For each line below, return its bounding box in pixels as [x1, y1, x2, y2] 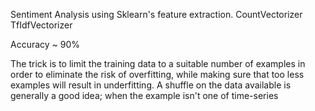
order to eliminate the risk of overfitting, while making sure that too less [10, 69, 305, 80]
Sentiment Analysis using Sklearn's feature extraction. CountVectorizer [10, 9, 303, 20]
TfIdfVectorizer [10, 19, 73, 31]
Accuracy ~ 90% [10, 39, 81, 50]
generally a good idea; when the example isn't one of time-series [10, 90, 279, 101]
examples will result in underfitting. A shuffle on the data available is [10, 79, 292, 91]
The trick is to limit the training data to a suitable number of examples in [10, 58, 306, 69]
